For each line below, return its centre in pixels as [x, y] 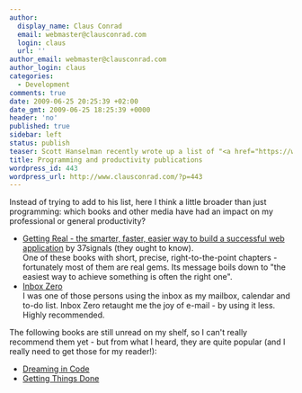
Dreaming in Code [56, 369]
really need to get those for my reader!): [83, 352]
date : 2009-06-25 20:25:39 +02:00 [74, 101]
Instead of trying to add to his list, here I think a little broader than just [138, 202]
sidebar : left [36, 135]
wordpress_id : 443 [44, 168]
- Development [44, 85]
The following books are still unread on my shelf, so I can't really [129, 333]
